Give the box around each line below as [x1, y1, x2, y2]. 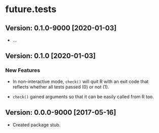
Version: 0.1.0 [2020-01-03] [5, 52, 96, 60]
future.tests [5, 4, 57, 15]
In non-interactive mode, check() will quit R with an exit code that [12, 78, 149, 84]
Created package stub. [12, 121, 61, 127]
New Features [5, 67, 41, 74]
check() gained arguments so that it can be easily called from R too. [12, 94, 154, 100]
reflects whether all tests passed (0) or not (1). [12, 83, 109, 90]
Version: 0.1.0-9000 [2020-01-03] [5, 24, 117, 32]
